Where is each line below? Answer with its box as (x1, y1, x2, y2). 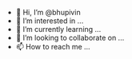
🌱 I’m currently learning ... (15, 25, 102, 33)
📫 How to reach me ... (15, 42, 90, 51)
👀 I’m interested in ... (15, 16, 84, 26)
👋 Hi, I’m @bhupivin (15, 8, 82, 17)
